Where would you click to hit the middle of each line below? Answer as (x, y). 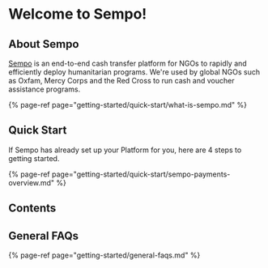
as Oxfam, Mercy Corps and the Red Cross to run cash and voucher (121, 81)
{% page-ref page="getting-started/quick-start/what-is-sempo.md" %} (128, 105)
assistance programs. (45, 89)
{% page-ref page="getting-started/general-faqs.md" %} (104, 255)
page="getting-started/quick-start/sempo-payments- (141, 174)
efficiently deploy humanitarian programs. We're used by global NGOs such (134, 72)
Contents (32, 208)
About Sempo (44, 44)
